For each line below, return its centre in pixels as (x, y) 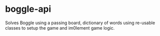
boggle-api (28, 9)
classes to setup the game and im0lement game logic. (60, 28)
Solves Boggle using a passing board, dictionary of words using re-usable (80, 23)
